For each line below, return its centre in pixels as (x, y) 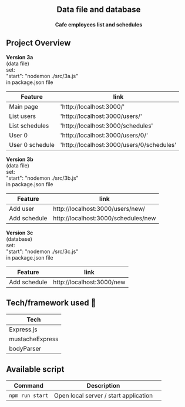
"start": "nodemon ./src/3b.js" (42, 178)
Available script (35, 369)
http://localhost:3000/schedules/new (104, 218)
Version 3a (20, 57)
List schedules (29, 126)
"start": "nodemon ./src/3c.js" (42, 251)
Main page (24, 106)
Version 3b (20, 159)
